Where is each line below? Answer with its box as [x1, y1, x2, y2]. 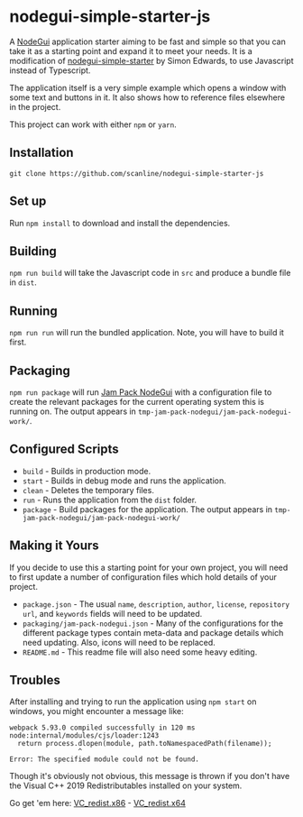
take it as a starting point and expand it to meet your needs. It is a [9, 45, 252, 56]
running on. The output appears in [9, 406, 137, 417]
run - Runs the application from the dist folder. [22, 494, 197, 505]
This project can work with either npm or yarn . [9, 119, 178, 130]
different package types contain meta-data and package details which [22, 627, 284, 638]
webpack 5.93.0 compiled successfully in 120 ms [9, 723, 196, 732]
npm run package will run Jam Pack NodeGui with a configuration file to [9, 387, 272, 398]
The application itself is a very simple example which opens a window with [9, 82, 287, 93]
